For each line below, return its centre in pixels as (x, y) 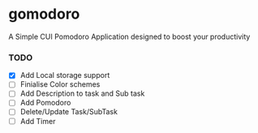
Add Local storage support (65, 75)
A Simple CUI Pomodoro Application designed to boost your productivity (129, 36)
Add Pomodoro (45, 103)
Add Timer (38, 121)
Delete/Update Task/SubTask (69, 112)
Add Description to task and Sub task (82, 93)
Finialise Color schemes (60, 84)
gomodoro (44, 14)
